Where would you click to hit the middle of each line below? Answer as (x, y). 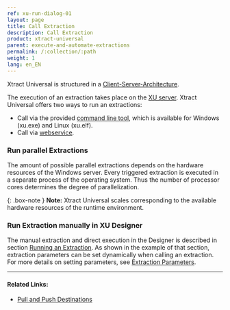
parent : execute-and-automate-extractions (68, 45)
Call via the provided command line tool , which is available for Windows (118, 118)
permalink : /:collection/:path (52, 52)
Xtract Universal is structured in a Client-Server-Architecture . (93, 84)
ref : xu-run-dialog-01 (39, 13)
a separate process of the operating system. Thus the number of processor (114, 180)
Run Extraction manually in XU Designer (75, 225)
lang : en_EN (24, 64)
